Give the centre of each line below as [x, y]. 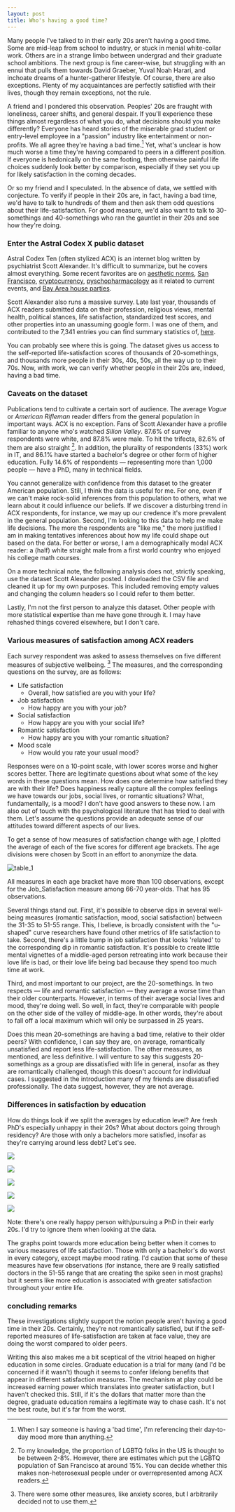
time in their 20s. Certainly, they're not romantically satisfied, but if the [109, 1328]
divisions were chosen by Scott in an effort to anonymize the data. [102, 854]
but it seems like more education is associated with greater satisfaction [109, 1280]
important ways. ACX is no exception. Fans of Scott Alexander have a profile [117, 424]
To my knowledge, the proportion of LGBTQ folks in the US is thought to [121, 1450]
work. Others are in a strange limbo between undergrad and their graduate [115, 55]
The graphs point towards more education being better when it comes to [112, 1242]
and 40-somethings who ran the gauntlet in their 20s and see [131, 218]
